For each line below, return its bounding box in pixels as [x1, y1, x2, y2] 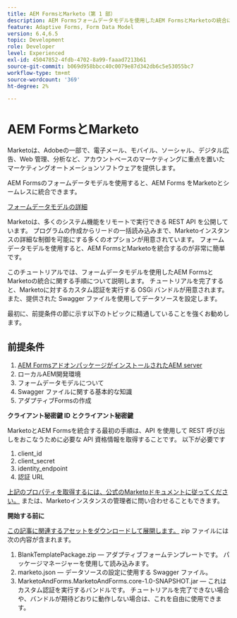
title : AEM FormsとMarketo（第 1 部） [7, 10, 116, 18]
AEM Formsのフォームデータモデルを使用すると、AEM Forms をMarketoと [7, 179, 224, 187]
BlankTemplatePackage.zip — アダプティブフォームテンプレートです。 [17, 550, 222, 559]
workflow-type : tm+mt [7, 69, 71, 76]
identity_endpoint [17, 464, 68, 473]
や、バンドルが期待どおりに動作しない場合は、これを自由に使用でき [17, 595, 217, 602]
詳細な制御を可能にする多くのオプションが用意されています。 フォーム [19, 235, 224, 244]
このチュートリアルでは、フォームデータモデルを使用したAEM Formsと [7, 268, 214, 276]
